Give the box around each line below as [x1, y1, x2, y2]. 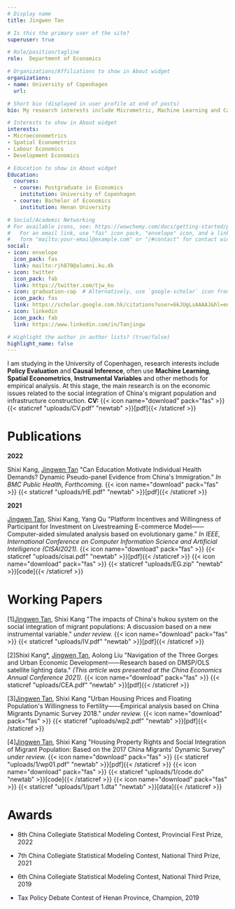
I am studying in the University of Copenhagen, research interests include [7, 359, 220, 368]
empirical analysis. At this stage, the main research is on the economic [7, 382, 211, 390]
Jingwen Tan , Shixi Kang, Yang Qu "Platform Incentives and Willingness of [7, 515, 222, 524]
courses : [13, 178, 39, 185]
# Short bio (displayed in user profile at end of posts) [7, 100, 180, 107]
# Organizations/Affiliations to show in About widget [7, 68, 171, 75]
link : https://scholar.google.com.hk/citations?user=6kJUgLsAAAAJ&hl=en [13, 301, 230, 309]
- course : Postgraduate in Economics [13, 184, 124, 192]
